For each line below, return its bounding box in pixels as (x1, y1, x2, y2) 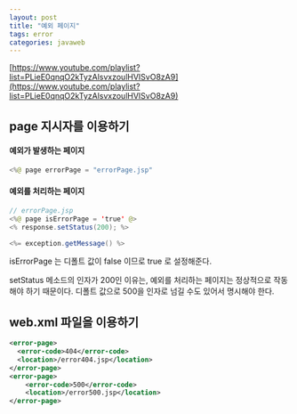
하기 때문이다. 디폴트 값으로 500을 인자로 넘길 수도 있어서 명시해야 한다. (25, 286, 275, 296)
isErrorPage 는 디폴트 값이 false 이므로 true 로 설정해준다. (9, 256, 212, 267)
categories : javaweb (9, 37, 86, 47)
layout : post (9, 12, 58, 22)
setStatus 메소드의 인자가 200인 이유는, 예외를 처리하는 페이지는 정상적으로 (9, 275, 272, 286)
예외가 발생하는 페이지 (9, 145, 85, 156)
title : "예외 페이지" (9, 21, 80, 30)
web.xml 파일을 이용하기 (9, 314, 140, 329)
